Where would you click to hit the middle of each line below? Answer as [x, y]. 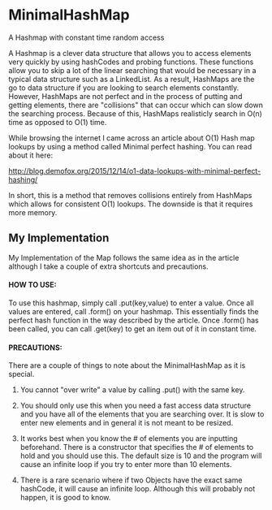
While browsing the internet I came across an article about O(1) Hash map [132, 138]
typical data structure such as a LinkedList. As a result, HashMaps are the [132, 79]
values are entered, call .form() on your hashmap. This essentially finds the [134, 311]
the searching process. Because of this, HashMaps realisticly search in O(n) [135, 113]
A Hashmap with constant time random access [86, 37]
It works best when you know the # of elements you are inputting [129, 439]
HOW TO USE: [32, 285]
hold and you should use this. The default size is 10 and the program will [141, 456]
